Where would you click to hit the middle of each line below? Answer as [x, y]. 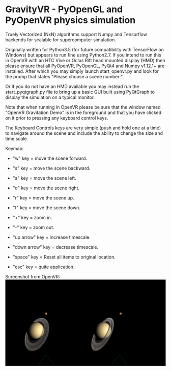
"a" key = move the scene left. [44, 178]
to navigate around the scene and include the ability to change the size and [84, 133]
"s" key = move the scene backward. [51, 168]
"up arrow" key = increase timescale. [51, 237]
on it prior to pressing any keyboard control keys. [57, 118]
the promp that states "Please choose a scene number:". [64, 76]
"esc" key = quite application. [44, 267]
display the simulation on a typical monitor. [50, 97]
